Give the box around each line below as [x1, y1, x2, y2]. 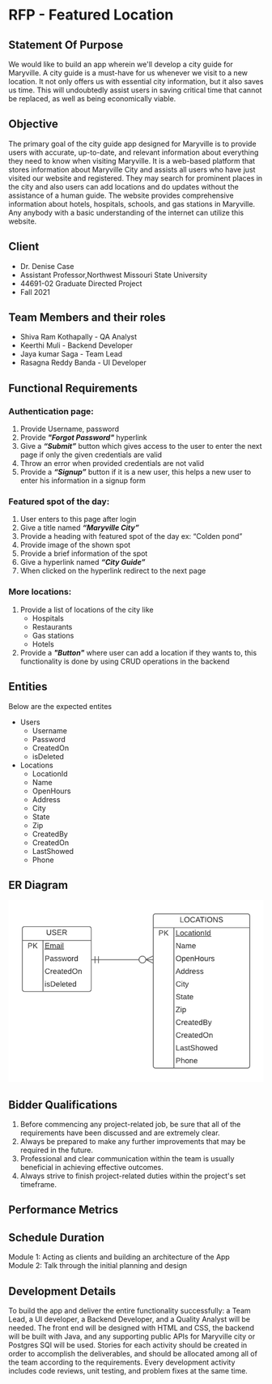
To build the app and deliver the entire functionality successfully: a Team [8, 1306, 251, 1316]
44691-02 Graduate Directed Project [19, 278, 142, 288]
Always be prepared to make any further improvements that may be [19, 1137, 246, 1147]
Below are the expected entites [8, 701, 112, 711]
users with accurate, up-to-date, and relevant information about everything [8, 147, 259, 157]
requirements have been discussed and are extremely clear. [19, 1128, 220, 1138]
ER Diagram [8, 878, 69, 892]
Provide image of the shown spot [19, 540, 131, 550]
